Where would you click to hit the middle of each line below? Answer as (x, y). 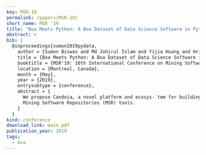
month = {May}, (37, 74)
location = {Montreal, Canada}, (59, 69)
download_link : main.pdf (38, 126)
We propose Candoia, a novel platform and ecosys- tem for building (112, 97)
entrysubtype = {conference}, (56, 86)
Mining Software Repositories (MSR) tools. (79, 103)
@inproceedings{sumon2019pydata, (55, 46)
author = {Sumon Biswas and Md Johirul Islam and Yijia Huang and (104, 52)
